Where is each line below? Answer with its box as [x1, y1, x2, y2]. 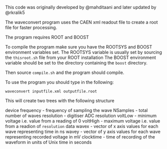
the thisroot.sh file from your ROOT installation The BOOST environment [5, 54, 156, 60]
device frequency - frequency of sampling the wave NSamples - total [5, 107, 148, 113]
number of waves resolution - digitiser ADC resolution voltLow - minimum [5, 112, 157, 118]
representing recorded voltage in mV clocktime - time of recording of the [5, 134, 155, 139]
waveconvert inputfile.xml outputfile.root [5, 89, 97, 94]
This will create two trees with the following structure [5, 97, 114, 103]
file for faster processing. [5, 24, 57, 30]
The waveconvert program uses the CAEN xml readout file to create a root [5, 19, 158, 25]
